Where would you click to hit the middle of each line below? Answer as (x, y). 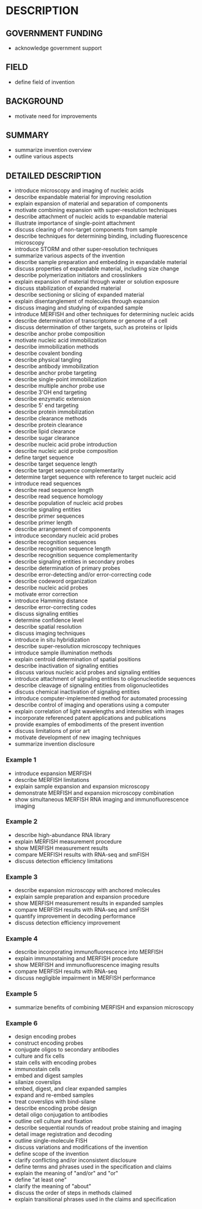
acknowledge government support (58, 48)
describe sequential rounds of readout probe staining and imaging (98, 1128)
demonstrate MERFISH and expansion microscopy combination (94, 793)
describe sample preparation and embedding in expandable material (101, 262)
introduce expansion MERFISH (53, 773)
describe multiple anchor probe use (60, 386)
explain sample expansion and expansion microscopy (82, 786)
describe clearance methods (51, 419)
